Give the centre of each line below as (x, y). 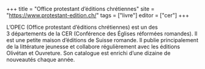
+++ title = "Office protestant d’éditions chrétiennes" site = (80, 9)
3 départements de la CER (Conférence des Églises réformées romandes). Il (102, 34)
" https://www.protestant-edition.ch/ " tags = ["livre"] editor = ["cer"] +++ (98, 15)
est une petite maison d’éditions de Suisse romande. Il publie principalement (102, 40)
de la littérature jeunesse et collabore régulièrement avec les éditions (93, 46)
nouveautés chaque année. (41, 60)
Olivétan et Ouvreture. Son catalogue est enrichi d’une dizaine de (88, 53)
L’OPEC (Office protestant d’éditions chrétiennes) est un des (82, 27)
